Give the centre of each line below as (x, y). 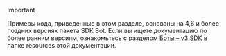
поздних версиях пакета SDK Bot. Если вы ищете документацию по (107, 31)
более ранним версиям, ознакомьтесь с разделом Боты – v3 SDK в (107, 38)
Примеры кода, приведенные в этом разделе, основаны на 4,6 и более (113, 23)
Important (21, 10)
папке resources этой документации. (62, 45)
